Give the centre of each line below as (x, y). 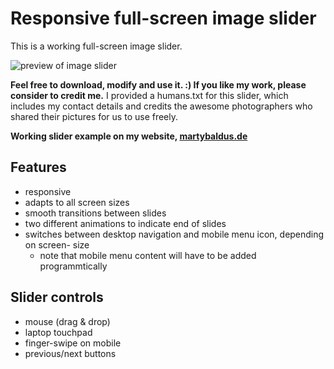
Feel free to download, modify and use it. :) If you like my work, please (158, 84)
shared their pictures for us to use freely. (94, 116)
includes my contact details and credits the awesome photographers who (161, 106)
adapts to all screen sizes (77, 202)
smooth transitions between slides (95, 213)
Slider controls (57, 297)
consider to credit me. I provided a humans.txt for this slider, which (149, 95)
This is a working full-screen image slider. (96, 46)
